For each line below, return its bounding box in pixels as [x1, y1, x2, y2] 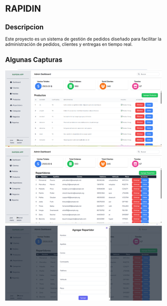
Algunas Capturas [5, 56, 63, 64]
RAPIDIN [5, 3, 41, 14]
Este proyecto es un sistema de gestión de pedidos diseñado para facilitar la [5, 36, 162, 42]
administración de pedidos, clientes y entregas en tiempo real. [5, 41, 133, 47]
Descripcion [5, 23, 44, 31]
